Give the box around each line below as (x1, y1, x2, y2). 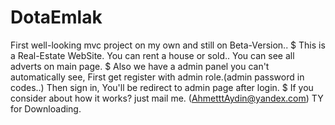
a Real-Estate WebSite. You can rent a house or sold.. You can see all (10, 49, 295, 61)
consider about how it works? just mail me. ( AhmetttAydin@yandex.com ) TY (10, 92, 324, 104)
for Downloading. (10, 102, 82, 115)
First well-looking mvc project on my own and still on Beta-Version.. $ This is (10, 39, 326, 51)
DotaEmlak (10, 6, 103, 29)
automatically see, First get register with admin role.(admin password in (10, 71, 305, 83)
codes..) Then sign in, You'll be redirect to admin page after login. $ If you (10, 81, 314, 93)
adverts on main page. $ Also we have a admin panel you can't (10, 60, 270, 72)
